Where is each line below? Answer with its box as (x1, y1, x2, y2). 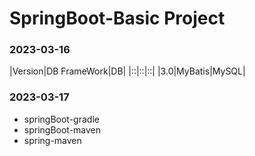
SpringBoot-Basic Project (9, 7, 226, 30)
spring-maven (23, 134, 82, 146)
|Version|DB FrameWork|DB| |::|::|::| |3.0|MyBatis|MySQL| (9, 65, 246, 77)
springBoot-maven (23, 123, 102, 136)
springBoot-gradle (23, 113, 100, 125)
